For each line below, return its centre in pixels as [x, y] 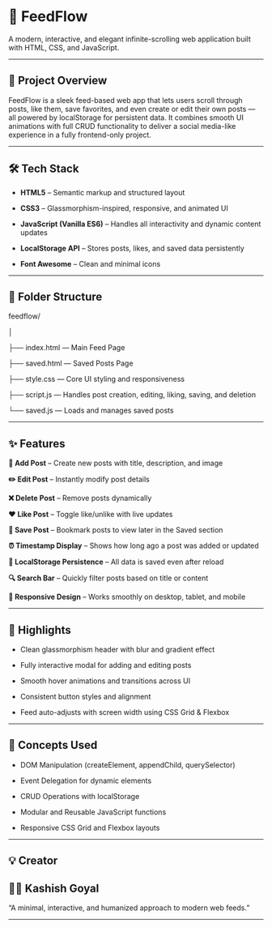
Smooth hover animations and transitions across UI [105, 681]
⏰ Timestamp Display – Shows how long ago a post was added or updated [134, 545]
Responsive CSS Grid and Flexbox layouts [90, 828]
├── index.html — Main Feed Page [67, 348]
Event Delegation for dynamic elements [86, 780]
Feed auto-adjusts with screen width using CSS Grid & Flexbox [125, 712]
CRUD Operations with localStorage [80, 796]
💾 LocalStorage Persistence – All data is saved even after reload [116, 562]
